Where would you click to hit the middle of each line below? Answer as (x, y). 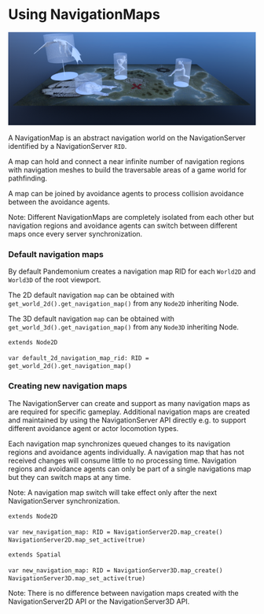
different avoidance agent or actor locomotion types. (93, 428)
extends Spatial (35, 554)
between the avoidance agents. (59, 202)
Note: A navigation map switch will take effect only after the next (113, 492)
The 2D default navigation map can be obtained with (91, 295)
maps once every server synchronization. (75, 233)
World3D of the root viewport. (55, 280)
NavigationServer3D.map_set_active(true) (77, 578)
